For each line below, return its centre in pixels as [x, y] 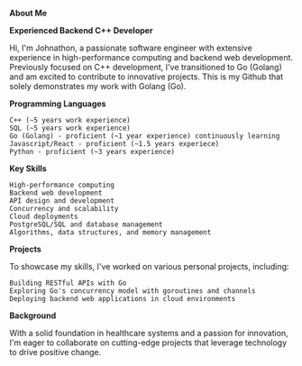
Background [33, 316]
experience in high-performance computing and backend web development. [151, 57]
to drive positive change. [55, 352]
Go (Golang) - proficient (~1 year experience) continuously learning [145, 136]
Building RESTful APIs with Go [68, 283]
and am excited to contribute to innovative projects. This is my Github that [146, 77]
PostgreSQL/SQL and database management [87, 224]
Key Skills [28, 169]
